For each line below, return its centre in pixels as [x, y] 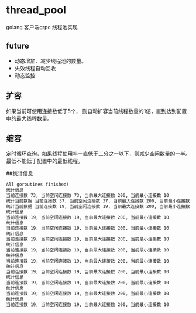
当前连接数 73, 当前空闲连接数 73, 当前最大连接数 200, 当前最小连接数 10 [88, 196]
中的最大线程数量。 [29, 118]
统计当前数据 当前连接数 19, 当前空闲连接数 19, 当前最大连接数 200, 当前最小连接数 [98, 206]
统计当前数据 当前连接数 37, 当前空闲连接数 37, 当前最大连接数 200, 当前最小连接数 [98, 201]
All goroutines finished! [37, 185]
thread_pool [36, 10]
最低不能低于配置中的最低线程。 [44, 161]
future [18, 46]
